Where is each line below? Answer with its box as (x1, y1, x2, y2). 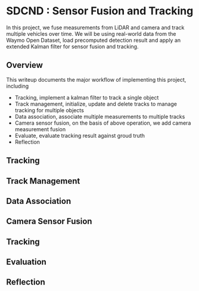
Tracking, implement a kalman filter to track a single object (14, 94, 159, 101)
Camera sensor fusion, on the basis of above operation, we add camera (14, 119, 191, 126)
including (6, 82, 29, 89)
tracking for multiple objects (14, 106, 85, 114)
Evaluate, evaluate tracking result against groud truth (14, 132, 145, 139)
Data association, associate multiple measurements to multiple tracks (14, 113, 185, 120)
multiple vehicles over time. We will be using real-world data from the (6, 30, 176, 37)
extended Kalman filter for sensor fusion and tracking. (6, 43, 139, 50)
